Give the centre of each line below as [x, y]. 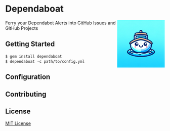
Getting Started [30, 44]
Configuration [28, 77]
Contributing [26, 94]
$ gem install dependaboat [34, 56]
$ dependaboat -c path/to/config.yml [45, 61]
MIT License [18, 123]
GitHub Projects [22, 28]
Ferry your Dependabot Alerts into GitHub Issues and [60, 23]
